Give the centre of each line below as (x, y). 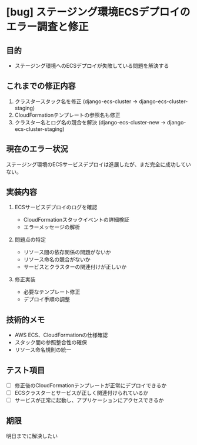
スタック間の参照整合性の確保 (51, 342)
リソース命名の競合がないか (57, 259)
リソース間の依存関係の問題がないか (67, 252)
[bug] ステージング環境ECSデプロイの (98, 12)
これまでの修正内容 (41, 86)
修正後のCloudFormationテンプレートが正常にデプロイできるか (91, 385)
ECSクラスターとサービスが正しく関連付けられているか (81, 393)
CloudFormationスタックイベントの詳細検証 (76, 220)
